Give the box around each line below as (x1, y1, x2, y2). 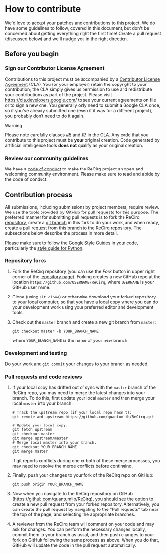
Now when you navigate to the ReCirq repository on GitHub (12, 490, 133, 496)
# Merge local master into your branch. (12, 440, 97, 445)
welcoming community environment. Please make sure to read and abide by (5, 171, 160, 177)
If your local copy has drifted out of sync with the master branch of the (12, 384, 156, 390)
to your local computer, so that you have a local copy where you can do (12, 299, 158, 305)
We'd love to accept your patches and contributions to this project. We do (5, 20, 155, 26)
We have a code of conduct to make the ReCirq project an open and (5, 166, 143, 171)
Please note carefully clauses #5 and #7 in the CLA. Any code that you (5, 132, 149, 138)
